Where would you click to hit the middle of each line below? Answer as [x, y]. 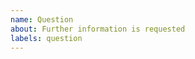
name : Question [42, 19]
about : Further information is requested [98, 29]
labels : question [46, 38]
